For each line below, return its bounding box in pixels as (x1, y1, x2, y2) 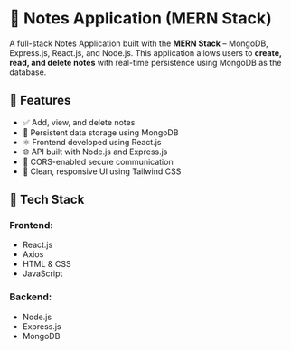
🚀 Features (9, 93, 71, 108)
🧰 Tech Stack (9, 192, 85, 207)
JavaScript (22, 268, 63, 279)
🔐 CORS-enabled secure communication (22, 156, 174, 167)
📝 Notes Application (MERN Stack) (9, 8, 273, 29)
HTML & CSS (22, 259, 71, 270)
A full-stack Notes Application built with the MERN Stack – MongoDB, (9, 38, 268, 49)
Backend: (9, 290, 52, 303)
